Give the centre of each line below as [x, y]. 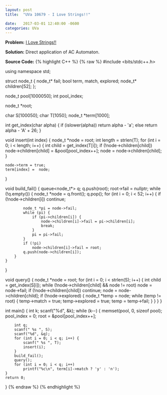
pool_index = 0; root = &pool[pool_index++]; [51, 316]
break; [48, 226]
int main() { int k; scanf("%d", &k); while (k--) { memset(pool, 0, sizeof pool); [84, 311]
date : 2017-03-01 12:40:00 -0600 [42, 23]
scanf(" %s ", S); [33, 330]
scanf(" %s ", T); [42, 343]
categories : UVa [22, 28]
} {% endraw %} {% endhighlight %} [43, 387]
